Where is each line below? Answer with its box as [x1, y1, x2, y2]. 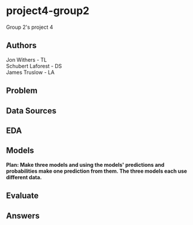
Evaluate [6, 191, 39, 201]
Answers [6, 210, 40, 221]
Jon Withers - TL [6, 56, 47, 63]
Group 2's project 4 [6, 23, 53, 31]
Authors [6, 41, 37, 51]
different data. [6, 173, 42, 180]
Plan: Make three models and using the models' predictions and [6, 161, 165, 168]
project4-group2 [6, 4, 90, 18]
